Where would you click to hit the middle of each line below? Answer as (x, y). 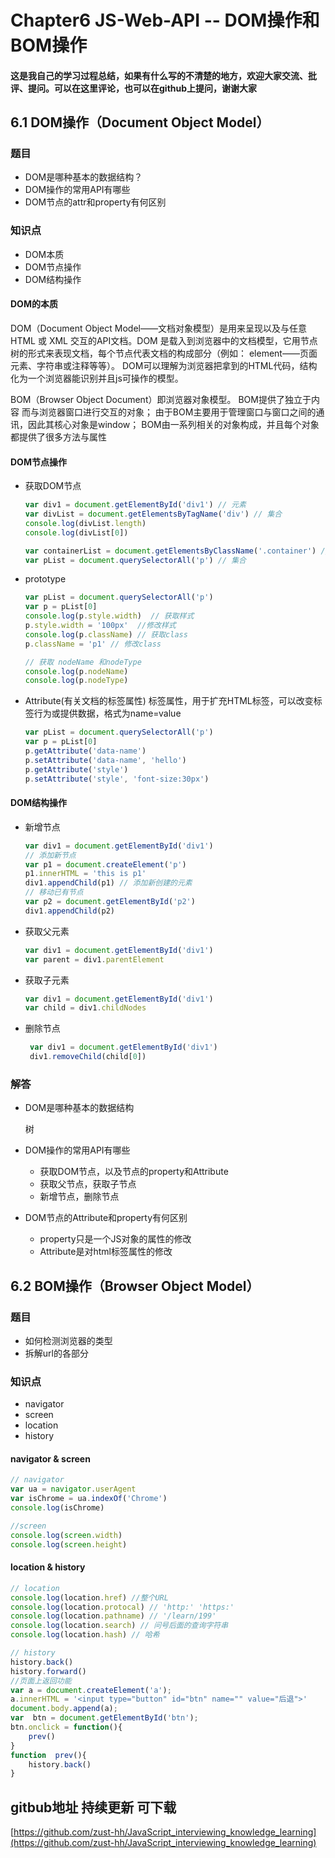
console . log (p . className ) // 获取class (106, 634)
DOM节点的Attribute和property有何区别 (106, 1218)
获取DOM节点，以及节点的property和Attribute (134, 1172)
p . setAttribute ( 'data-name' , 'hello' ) (105, 760)
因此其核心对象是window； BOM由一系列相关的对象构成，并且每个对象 (173, 424)
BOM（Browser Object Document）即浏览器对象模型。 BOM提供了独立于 (161, 399)
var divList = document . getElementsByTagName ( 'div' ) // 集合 (153, 514)
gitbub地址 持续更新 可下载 (93, 1807)
